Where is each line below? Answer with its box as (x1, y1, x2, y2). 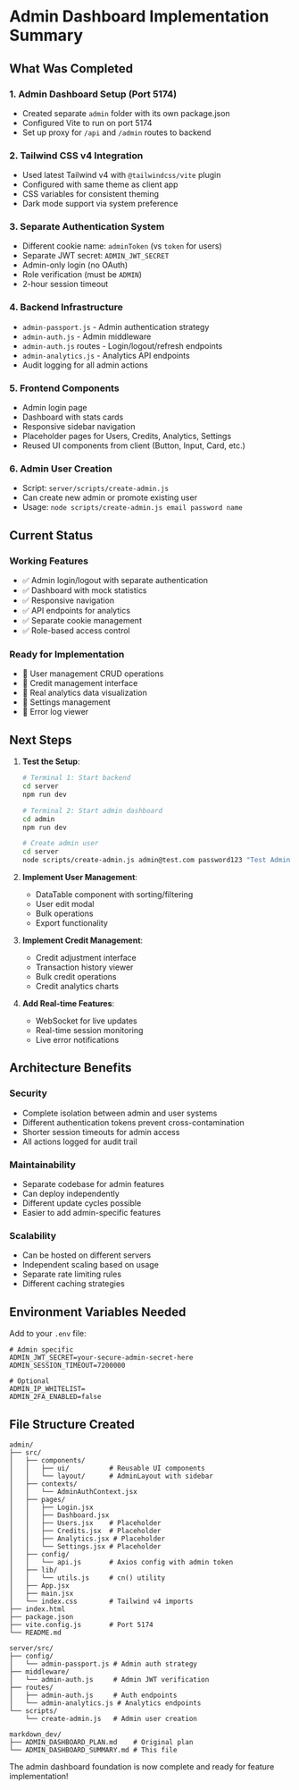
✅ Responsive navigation (21, 595, 114, 606)
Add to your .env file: (9, 1328, 87, 1339)
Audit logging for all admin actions (21, 360, 149, 370)
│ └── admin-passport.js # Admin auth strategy (9, 1659, 198, 1668)
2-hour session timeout (21, 279, 109, 290)
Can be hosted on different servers (21, 1250, 152, 1260)
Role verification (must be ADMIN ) (21, 269, 143, 280)
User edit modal (35, 899, 95, 910)
